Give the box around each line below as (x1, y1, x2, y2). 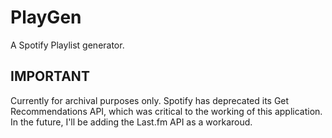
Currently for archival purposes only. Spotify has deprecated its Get (10, 94, 290, 106)
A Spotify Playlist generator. (10, 39, 125, 51)
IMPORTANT (10, 68, 90, 85)
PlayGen (10, 6, 82, 29)
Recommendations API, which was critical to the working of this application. (10, 105, 323, 117)
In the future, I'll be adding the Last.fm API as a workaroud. (10, 116, 253, 128)
